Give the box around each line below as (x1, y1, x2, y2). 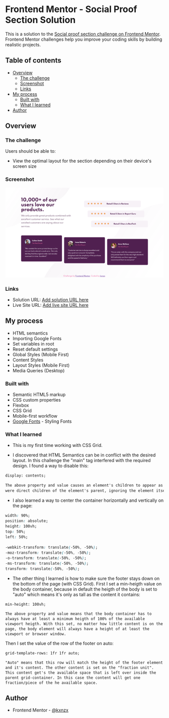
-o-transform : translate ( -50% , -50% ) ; (5, 556, 87, 561)
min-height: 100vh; (5, 602, 46, 607)
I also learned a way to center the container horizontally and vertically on (12, 497, 164, 503)
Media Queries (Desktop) (12, 367, 65, 373)
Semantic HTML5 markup (12, 391, 66, 398)
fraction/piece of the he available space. (5, 680, 98, 685)
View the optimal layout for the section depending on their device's (12, 158, 152, 164)
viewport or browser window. (5, 631, 66, 636)
